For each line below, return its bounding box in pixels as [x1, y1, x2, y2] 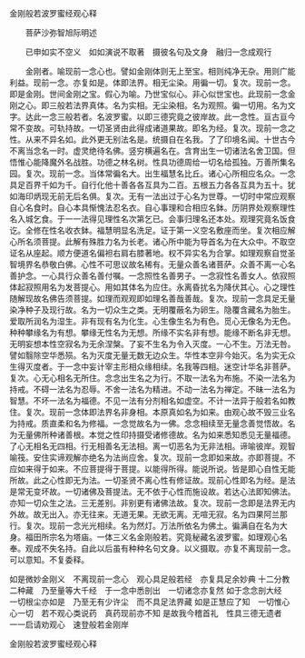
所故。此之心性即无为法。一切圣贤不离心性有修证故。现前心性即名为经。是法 [9, 475, 296, 485]
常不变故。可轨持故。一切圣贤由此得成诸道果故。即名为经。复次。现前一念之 [9, 123, 296, 134]
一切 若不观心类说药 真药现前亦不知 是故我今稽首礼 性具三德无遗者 [16, 608, 282, 618]
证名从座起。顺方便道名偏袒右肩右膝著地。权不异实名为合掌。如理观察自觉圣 [9, 248, 296, 258]
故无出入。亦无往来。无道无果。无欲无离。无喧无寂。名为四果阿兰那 [33, 509, 288, 520]
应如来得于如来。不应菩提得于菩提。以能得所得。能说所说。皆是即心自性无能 [9, 464, 296, 474]
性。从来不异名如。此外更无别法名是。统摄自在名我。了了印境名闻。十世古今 [9, 135, 296, 145]
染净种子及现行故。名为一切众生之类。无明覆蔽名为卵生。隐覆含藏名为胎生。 [9, 304, 296, 315]
